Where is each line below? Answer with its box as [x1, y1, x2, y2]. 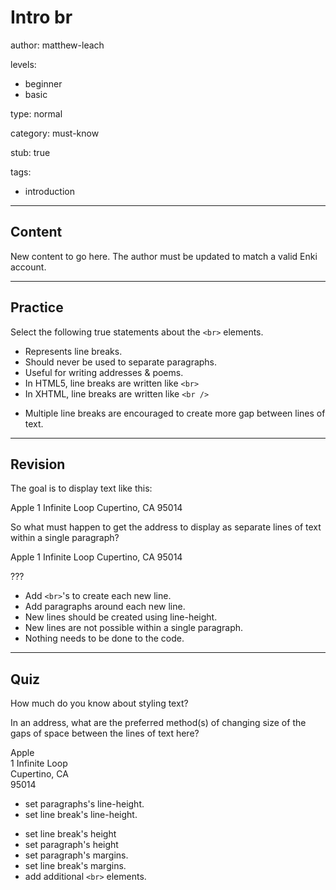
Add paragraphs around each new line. [24, 601, 186, 613]
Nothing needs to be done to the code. [24, 632, 185, 645]
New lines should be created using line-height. [24, 611, 218, 623]
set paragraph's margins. [24, 849, 129, 861]
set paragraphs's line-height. [24, 798, 145, 810]
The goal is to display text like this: [10, 482, 153, 495]
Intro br [10, 6, 73, 29]
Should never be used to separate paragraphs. [24, 356, 218, 368]
